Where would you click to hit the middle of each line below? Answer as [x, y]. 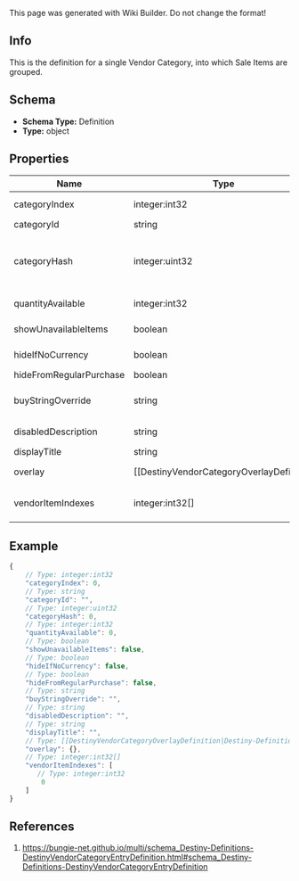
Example [34, 546]
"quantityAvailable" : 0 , [71, 633]
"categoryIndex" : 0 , [63, 583]
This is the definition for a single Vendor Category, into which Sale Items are [148, 62]
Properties [39, 159]
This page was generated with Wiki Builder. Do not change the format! [138, 13]
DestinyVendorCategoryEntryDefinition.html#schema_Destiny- [137, 857]
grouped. [26, 71]
